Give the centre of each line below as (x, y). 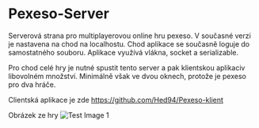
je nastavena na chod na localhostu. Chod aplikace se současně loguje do (129, 43)
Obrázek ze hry (33, 115)
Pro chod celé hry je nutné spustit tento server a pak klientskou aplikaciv (127, 67)
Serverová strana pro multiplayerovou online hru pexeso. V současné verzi (129, 36)
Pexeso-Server (59, 14)
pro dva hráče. (32, 85)
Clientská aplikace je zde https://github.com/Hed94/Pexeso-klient (116, 100)
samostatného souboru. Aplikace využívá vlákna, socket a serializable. (124, 52)
